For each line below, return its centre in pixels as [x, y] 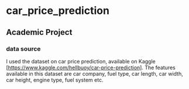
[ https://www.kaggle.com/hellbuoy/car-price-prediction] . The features [91, 67]
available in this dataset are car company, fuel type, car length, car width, [94, 73]
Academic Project [39, 32]
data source [23, 49]
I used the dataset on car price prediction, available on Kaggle [81, 61]
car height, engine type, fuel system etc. [55, 80]
